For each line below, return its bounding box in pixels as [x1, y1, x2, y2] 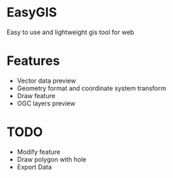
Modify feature [16, 147, 61, 156]
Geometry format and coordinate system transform [16, 83, 167, 93]
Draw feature [16, 91, 56, 100]
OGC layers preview [16, 99, 76, 108]
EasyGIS [6, 4, 57, 21]
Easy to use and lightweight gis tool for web [6, 28, 135, 36]
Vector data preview [16, 76, 76, 85]
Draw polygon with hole [16, 155, 86, 164]
